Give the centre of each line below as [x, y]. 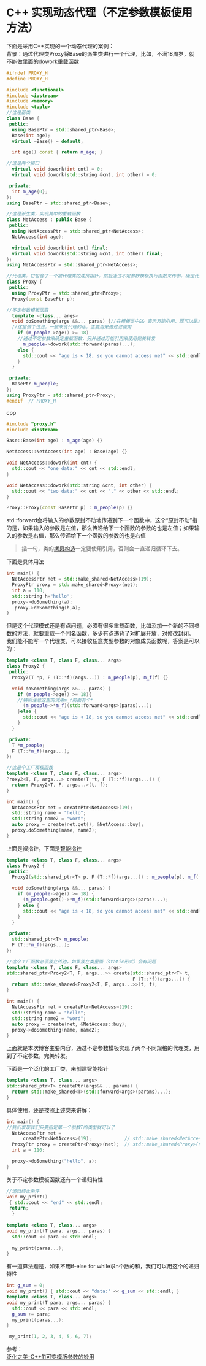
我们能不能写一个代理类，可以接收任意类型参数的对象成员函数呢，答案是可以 [103, 641]
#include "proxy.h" [31, 424]
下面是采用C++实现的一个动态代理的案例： [60, 46]
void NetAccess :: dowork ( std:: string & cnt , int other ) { [79, 485]
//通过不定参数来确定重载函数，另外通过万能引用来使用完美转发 [86, 339]
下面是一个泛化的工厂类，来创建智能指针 [57, 1069]
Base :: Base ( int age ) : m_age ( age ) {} [55, 441]
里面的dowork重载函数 [51, 61]
